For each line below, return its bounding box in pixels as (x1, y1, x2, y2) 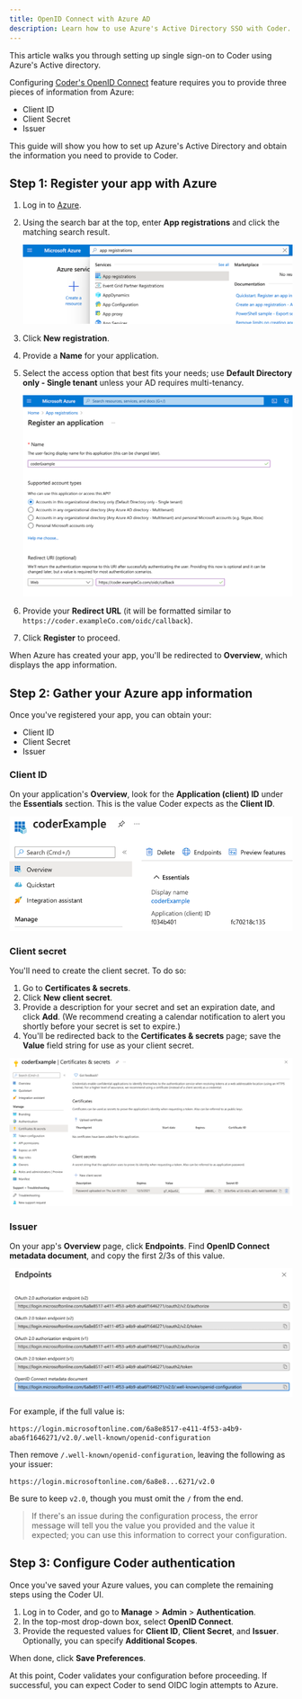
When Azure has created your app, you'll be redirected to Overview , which (9, 650, 288, 661)
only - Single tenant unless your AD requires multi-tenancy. (22, 378, 244, 389)
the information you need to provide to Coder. (9, 149, 179, 161)
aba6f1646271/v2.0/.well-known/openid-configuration (9, 1433, 211, 1443)
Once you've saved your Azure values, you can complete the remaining (9, 1579, 274, 1590)
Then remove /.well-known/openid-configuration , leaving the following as (9, 1449, 286, 1460)
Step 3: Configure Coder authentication (9, 1556, 235, 1571)
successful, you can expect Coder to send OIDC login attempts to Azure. (9, 1679, 279, 1690)
